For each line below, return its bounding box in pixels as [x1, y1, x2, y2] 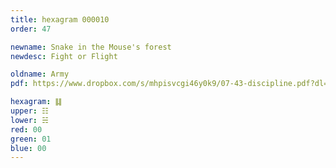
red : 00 [10, 124, 43, 135]
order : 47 [10, 24, 52, 34]
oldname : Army [10, 69, 70, 80]
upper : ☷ [10, 106, 49, 116]
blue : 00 [10, 143, 47, 153]
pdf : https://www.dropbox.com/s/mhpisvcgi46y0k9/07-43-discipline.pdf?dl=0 [10, 79, 333, 89]
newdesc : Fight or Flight [10, 51, 118, 61]
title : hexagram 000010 [10, 14, 110, 25]
